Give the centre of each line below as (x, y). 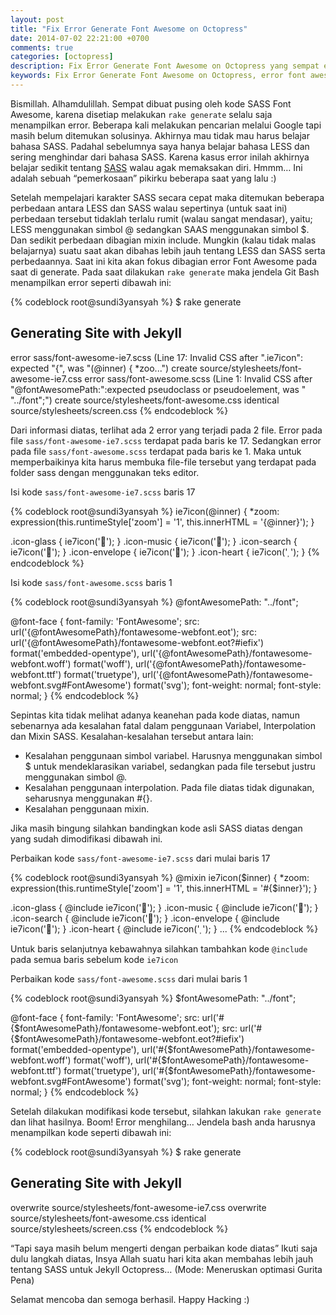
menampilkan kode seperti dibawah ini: (91, 1132)
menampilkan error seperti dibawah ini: (91, 282)
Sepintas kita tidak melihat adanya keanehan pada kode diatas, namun (155, 715)
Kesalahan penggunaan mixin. (87, 808)
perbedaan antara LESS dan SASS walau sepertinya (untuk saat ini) (149, 208)
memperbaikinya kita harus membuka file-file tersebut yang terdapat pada (163, 462)
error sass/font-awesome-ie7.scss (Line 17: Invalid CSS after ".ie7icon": (156, 357)
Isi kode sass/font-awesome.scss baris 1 (91, 582)
